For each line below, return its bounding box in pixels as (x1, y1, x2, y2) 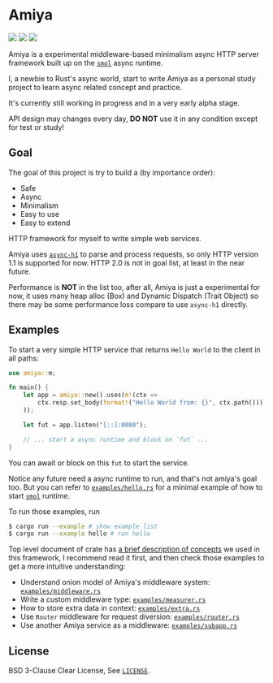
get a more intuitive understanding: (8, 562, 126, 572)
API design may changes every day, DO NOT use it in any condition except (8, 114, 258, 123)
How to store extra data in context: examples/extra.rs (19, 603, 201, 613)
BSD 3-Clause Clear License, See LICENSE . (8, 666, 150, 676)
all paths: (8, 353, 39, 363)
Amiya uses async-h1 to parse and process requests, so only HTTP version (8, 249, 258, 259)
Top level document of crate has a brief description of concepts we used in (8, 544, 260, 554)
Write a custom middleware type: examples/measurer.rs (19, 594, 206, 604)
